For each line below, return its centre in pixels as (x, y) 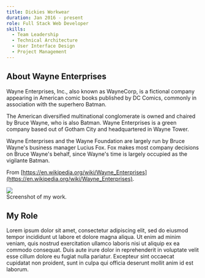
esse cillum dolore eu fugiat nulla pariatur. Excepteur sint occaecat (90, 257)
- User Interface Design (43, 46)
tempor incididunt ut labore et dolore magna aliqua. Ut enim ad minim (94, 237)
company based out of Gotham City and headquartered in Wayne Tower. (98, 129)
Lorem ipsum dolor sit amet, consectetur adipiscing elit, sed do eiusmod (97, 230)
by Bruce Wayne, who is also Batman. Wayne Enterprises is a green (91, 122)
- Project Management (39, 52)
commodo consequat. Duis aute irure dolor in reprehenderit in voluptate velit (102, 250)
